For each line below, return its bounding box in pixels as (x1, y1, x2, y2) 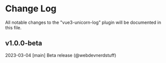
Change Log (5, 3, 56, 14)
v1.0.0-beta (5, 39, 42, 48)
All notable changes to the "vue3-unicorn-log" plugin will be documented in (5, 19, 161, 25)
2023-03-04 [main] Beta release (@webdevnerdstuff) (5, 52, 116, 58)
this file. (5, 24, 21, 30)
